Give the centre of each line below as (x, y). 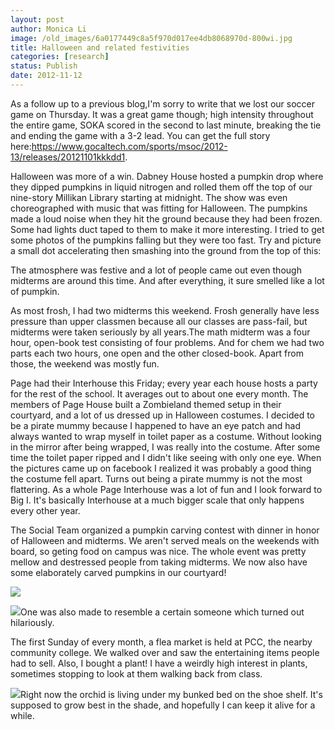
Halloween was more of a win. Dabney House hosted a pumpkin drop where (167, 176)
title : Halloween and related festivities (100, 47)
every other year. (45, 510)
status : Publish (44, 66)
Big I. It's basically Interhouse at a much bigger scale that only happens (157, 500)
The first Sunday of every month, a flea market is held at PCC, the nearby (161, 642)
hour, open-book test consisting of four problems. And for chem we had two (167, 342)
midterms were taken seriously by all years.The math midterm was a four (160, 332)
